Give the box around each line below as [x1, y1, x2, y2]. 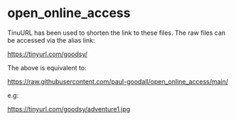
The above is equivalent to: [7, 63, 87, 72]
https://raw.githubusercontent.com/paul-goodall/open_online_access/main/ [7, 77, 229, 86]
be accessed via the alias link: [7, 36, 95, 44]
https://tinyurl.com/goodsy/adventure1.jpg [7, 104, 131, 113]
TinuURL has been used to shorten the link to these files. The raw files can [7, 28, 226, 37]
